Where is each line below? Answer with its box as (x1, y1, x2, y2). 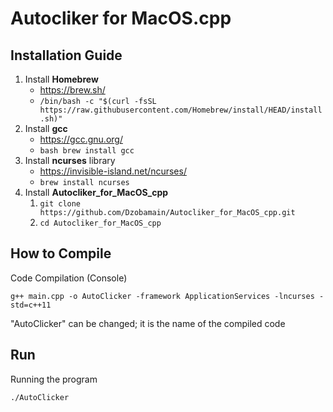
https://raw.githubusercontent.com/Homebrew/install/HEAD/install (39, 105, 323, 115)
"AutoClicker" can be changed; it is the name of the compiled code (10, 317, 286, 329)
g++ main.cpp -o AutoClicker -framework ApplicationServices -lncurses (10, 291, 315, 301)
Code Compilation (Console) (10, 272, 128, 284)
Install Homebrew (24, 73, 99, 85)
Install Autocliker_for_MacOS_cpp (24, 187, 169, 198)
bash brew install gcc (39, 146, 135, 156)
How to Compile (10, 245, 112, 262)
